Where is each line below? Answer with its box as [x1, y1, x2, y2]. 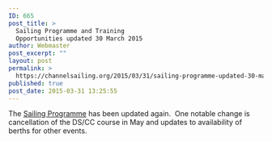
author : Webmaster [8, 42, 70, 50]
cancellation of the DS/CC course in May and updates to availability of [8, 118, 243, 127]
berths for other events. [8, 126, 87, 136]
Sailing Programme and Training [15, 27, 125, 35]
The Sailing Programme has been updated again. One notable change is [8, 109, 250, 119]
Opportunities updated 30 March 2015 [15, 34, 143, 43]
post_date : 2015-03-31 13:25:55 [8, 86, 117, 95]
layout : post [8, 57, 53, 65]
